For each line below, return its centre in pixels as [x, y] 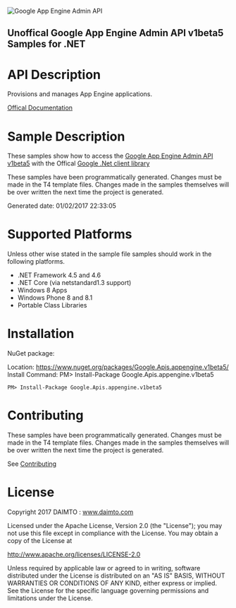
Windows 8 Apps [42, 291]
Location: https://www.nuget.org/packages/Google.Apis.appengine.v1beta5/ [118, 367]
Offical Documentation [40, 108]
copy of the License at [40, 541]
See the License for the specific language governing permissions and [108, 591]
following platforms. [36, 262]
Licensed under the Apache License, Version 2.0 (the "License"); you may [115, 526]
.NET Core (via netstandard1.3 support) [74, 283]
